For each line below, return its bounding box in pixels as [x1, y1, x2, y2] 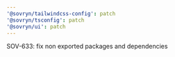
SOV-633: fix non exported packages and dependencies [6, 42, 168, 51]
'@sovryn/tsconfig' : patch [6, 17, 85, 24]
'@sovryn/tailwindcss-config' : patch [6, 10, 116, 17]
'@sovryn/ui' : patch [6, 23, 67, 30]
